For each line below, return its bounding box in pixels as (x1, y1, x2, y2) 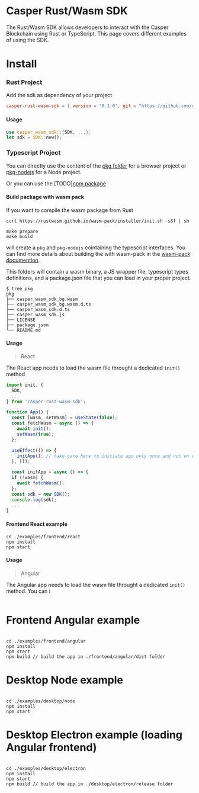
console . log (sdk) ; (11, 496, 57, 503)
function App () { (6, 409, 49, 415)
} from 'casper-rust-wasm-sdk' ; (6, 399, 86, 404)
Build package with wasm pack (6, 194, 85, 201)
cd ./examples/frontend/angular (6, 638, 86, 644)
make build (6, 233, 33, 239)
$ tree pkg (6, 285, 33, 291)
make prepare (6, 228, 38, 235)
